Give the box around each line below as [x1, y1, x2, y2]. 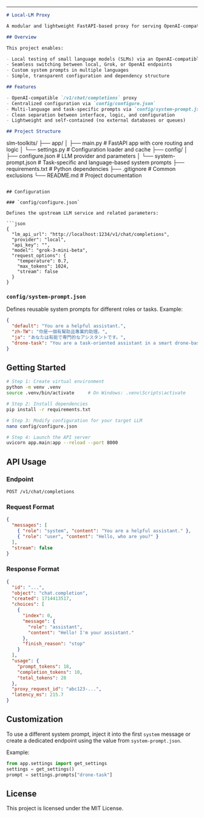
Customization [6, 714, 64, 724]
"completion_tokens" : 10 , [17, 669, 83, 675]
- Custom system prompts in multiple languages [6, 68, 129, 74]
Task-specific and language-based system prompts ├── [42, 159, 185, 166]
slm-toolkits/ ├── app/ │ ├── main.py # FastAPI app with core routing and [6, 139, 194, 147]
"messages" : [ [12, 522, 47, 529]
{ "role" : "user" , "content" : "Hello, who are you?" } [17, 533, 159, 539]
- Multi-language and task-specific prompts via [6, 106, 132, 113]
